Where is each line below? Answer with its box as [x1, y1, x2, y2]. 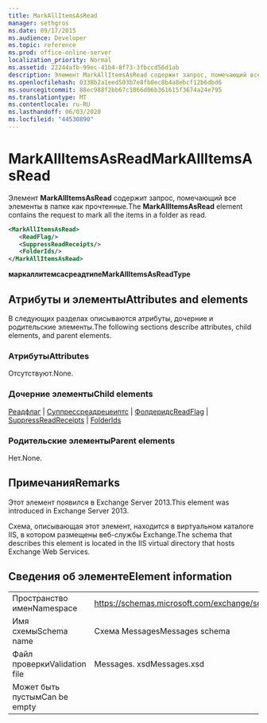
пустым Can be [12, 691, 69, 702]
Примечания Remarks [8, 476, 121, 490]
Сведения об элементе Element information [8, 570, 233, 584]
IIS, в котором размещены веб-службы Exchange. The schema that [8, 529, 233, 539]
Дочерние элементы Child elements [8, 388, 153, 399]
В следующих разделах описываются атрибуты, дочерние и [8, 314, 214, 323]
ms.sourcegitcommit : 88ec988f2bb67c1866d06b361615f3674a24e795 [8, 85, 222, 94]
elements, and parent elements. [8, 331, 112, 340]
